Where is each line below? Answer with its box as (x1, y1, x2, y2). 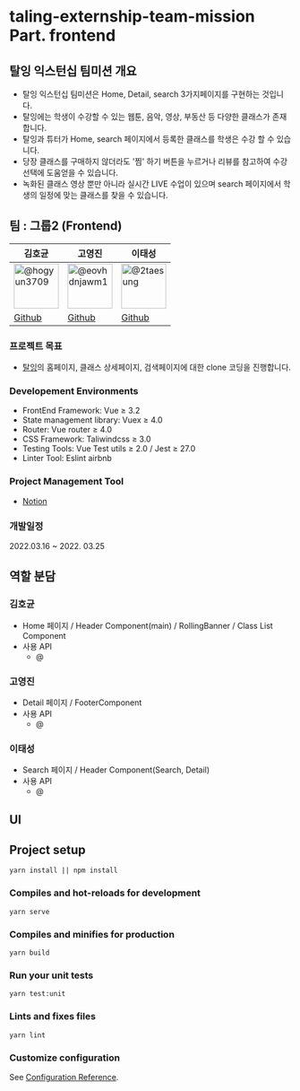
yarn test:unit (9, 990, 66, 999)
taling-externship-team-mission (9, 6, 255, 27)
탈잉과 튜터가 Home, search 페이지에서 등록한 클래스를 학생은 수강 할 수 (21, 134, 275, 144)
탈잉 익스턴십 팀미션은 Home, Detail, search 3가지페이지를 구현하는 (21, 89, 261, 100)
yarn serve (9, 907, 50, 916)
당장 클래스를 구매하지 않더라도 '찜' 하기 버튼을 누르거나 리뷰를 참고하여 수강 (21, 156, 288, 167)
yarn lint (9, 1030, 47, 1040)
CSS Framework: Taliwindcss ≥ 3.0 (21, 433, 151, 445)
